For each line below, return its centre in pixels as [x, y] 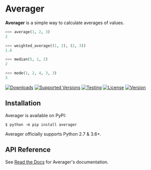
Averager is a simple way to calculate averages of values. [65, 23]
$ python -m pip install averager [41, 124]
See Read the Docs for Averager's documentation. [57, 162]
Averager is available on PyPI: [36, 115]
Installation [23, 103]
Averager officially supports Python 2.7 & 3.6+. [53, 134]
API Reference [28, 150]
